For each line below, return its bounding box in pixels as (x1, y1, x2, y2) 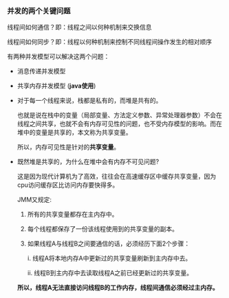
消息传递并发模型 (17, 67, 66, 75)
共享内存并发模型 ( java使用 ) (17, 81, 96, 90)
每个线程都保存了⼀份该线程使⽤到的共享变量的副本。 (27, 225, 179, 233)
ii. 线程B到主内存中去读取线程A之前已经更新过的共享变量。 (27, 269, 193, 277)
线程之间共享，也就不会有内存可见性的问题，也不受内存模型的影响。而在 (17, 119, 222, 128)
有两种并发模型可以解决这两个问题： (7, 52, 110, 61)
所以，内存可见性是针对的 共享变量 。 (17, 143, 120, 151)
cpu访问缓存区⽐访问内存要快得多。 (17, 181, 119, 189)
